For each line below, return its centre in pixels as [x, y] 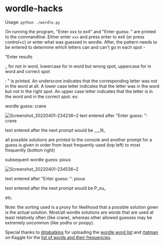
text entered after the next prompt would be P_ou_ [56, 188]
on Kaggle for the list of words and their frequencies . [58, 237]
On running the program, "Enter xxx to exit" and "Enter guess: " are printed [81, 31]
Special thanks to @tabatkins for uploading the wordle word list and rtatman [82, 232]
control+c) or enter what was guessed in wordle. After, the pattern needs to [81, 42]
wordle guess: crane [26, 106]
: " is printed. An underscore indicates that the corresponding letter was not [81, 81]
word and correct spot [28, 71]
